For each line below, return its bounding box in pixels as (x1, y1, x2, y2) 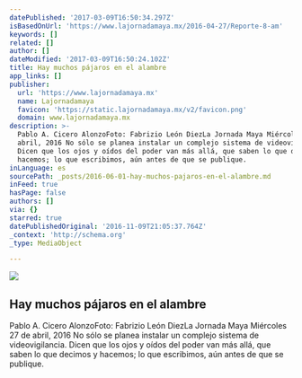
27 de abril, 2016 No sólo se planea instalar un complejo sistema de (9, 330, 260, 341)
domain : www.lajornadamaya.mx (17, 113, 130, 122)
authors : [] (9, 197, 54, 207)
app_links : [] (9, 72, 63, 81)
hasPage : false (9, 189, 67, 198)
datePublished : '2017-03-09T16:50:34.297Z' (9, 13, 175, 22)
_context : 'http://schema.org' (9, 230, 127, 239)
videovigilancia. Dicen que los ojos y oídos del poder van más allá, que (9, 339, 271, 350)
